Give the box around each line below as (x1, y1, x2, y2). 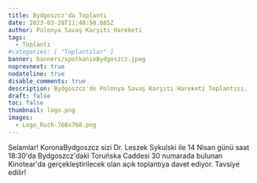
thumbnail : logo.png (8, 107, 76, 115)
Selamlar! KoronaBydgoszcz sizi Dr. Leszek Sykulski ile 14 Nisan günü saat (8, 142, 250, 152)
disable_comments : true (8, 77, 86, 85)
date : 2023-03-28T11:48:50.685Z (8, 19, 114, 27)
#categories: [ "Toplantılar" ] (8, 48, 114, 56)
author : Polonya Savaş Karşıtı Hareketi (8, 26, 143, 34)
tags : (8, 33, 26, 42)
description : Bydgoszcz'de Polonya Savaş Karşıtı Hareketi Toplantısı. (8, 84, 248, 93)
